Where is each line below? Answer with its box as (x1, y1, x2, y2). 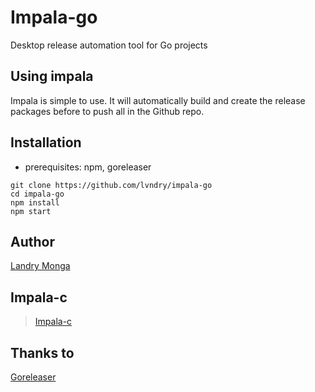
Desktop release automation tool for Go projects (10, 39, 208, 51)
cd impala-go (10, 189, 65, 199)
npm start (10, 206, 52, 216)
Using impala (10, 68, 94, 85)
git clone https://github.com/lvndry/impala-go (10, 180, 213, 190)
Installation (10, 134, 82, 151)
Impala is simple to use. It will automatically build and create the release (10, 94, 306, 106)
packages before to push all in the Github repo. (10, 105, 205, 117)
